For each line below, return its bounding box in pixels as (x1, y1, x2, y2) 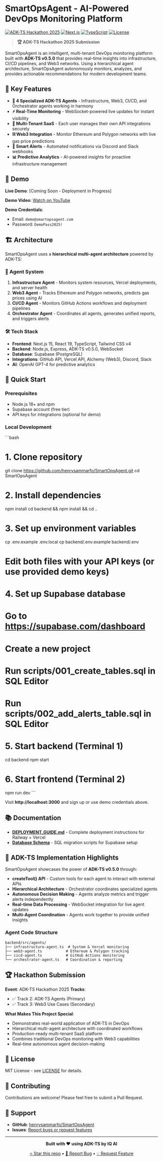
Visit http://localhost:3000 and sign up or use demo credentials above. (5, 799, 149, 805)
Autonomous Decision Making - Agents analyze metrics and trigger (12, 891, 149, 897)
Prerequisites (5, 390, 37, 397)
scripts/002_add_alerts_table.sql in (5, 708, 151, 719)
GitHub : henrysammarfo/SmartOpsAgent (12, 1122, 95, 1128)
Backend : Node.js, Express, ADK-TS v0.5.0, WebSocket (12, 346, 123, 352)
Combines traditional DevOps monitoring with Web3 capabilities (12, 1036, 140, 1042)
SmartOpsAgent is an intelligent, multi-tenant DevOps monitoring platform (5, 50, 153, 56)
